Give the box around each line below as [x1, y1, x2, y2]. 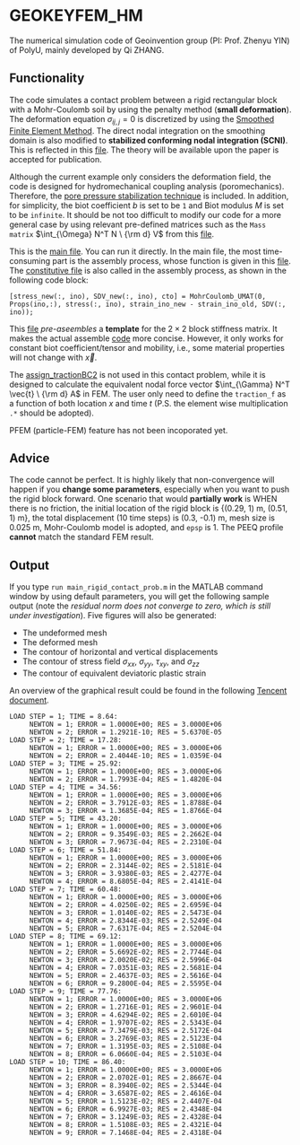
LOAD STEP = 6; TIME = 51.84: [9, 845, 123, 854]
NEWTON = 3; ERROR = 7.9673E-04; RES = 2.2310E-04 [29, 837, 222, 846]
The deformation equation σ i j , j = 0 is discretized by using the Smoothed [9, 113, 275, 127]
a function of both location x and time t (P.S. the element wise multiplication [9, 398, 288, 408]
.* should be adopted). [9, 407, 94, 418]
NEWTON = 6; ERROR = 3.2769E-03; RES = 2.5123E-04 [29, 1034, 222, 1043]
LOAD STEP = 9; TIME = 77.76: [9, 986, 123, 996]
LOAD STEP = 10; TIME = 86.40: [9, 1057, 126, 1066]
